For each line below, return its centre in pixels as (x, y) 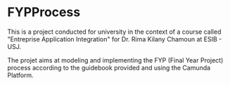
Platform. (20, 75)
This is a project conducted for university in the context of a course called (114, 32)
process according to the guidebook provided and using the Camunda (109, 67)
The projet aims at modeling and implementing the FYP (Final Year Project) (115, 60)
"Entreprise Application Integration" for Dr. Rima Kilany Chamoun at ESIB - (115, 39)
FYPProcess (44, 12)
